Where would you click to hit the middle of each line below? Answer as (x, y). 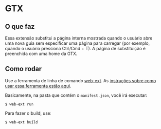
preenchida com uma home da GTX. (41, 54)
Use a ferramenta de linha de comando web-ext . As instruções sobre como (80, 80)
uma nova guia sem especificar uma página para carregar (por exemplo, (77, 43)
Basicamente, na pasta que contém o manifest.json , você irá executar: (76, 95)
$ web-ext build (21, 122)
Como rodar (24, 69)
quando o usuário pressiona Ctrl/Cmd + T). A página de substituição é (75, 48)
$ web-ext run (19, 104)
